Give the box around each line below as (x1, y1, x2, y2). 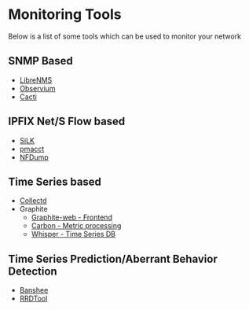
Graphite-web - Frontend (31, 212, 112, 222)
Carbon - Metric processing (31, 221, 122, 231)
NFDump (19, 152, 49, 162)
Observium (19, 83, 56, 93)
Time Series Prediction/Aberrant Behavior (8, 252, 218, 265)
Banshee (19, 286, 49, 295)
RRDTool (19, 293, 48, 304)
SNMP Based (8, 54, 73, 68)
